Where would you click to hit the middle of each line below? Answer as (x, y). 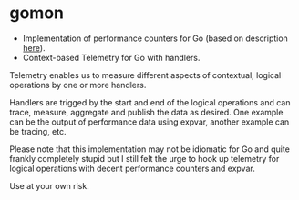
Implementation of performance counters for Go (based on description (155, 38)
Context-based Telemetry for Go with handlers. (111, 57)
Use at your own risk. (49, 185)
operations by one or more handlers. (78, 85)
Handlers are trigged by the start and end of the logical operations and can (150, 102)
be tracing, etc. (38, 131)
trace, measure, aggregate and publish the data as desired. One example (146, 112)
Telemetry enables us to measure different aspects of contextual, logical (145, 75)
